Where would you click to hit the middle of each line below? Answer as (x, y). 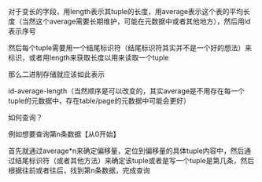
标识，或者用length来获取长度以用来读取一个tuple (89, 58)
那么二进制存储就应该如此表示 (56, 74)
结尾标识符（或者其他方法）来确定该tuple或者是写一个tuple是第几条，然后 (134, 160)
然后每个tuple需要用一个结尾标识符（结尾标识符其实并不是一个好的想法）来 (130, 48)
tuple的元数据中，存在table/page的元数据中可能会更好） (99, 101)
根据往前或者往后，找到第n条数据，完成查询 (79, 170)
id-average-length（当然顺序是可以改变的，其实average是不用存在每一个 (127, 91)
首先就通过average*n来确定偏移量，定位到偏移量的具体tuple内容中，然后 (126, 151)
